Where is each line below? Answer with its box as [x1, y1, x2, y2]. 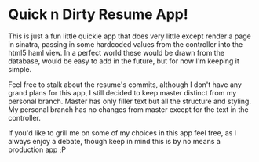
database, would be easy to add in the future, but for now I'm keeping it [8, 56, 239, 66]
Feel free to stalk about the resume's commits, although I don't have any [8, 80, 242, 89]
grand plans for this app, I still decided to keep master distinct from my [8, 88, 237, 97]
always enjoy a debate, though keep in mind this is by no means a [8, 136, 221, 146]
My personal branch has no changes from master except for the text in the [8, 104, 249, 114]
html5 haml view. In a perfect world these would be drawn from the [8, 48, 225, 57]
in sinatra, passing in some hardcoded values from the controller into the [8, 39, 243, 49]
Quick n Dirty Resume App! [8, 5, 188, 23]
